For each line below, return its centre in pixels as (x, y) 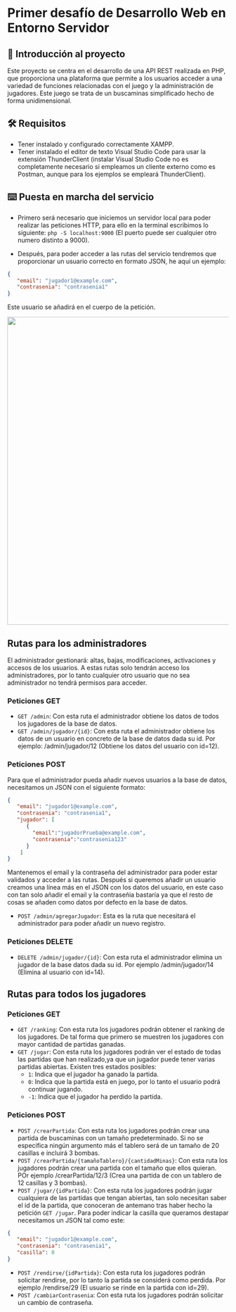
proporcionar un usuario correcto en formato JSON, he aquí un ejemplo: (122, 261)
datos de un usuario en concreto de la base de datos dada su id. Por (116, 739)
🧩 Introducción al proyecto (66, 54)
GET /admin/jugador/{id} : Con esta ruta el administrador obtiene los (116, 731)
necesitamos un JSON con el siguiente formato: (77, 787)
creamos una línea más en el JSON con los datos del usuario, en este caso (115, 888)
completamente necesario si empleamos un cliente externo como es (116, 166)
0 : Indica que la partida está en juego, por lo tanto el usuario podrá (124, 1082)
